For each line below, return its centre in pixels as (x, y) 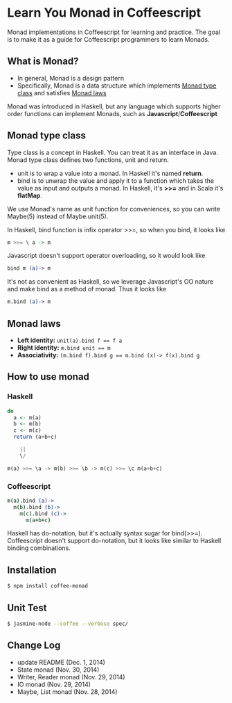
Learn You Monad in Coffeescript (104, 13)
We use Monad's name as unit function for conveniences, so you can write (114, 209)
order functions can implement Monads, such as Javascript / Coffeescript (113, 113)
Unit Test (27, 607)
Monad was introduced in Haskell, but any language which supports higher (114, 106)
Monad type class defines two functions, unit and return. (88, 160)
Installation (32, 570)
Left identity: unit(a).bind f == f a (70, 340)
